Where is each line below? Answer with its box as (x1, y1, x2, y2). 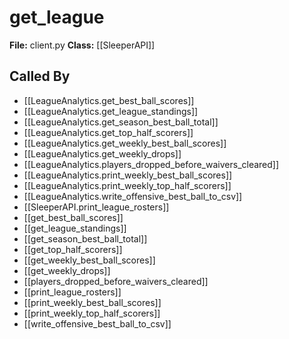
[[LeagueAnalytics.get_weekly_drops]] (23, 147, 182, 160)
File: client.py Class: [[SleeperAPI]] (9, 39, 156, 51)
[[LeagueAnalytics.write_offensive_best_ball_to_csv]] (23, 190, 243, 202)
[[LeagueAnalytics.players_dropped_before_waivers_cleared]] (23, 158, 280, 170)
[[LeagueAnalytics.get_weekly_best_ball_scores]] (23, 137, 227, 149)
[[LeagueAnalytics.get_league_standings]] (23, 105, 199, 117)
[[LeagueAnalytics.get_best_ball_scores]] (23, 94, 195, 106)
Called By (9, 68, 71, 85)
